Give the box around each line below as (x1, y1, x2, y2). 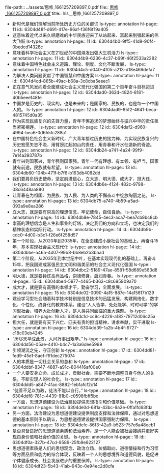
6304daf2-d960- (112, 124, 147, 130)
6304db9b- (130, 227, 154, 232)
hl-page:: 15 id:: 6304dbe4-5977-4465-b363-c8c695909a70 (12, 278, 137, 284)
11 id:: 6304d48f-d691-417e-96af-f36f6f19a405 (12, 27, 109, 32)
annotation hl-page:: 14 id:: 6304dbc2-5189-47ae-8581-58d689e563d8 (12, 267, 158, 273)
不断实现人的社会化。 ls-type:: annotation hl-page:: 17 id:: (21, 376, 137, 382)
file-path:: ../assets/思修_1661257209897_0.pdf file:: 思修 (5, 4, 119, 10)
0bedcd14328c (12, 44, 43, 50)
